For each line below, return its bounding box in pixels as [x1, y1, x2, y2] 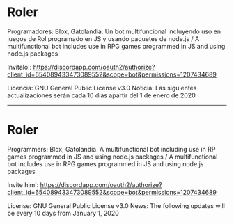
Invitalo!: [7, 63, 32, 71]
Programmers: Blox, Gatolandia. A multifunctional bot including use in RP [7, 145, 216, 153]
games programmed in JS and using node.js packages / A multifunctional [7, 152, 218, 161]
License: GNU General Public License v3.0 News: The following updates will [7, 201, 225, 209]
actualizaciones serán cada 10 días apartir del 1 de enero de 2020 [7, 91, 196, 99]
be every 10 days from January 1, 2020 [7, 209, 120, 217]
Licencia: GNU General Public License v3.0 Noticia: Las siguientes [7, 83, 197, 92]
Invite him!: [7, 180, 39, 189]
